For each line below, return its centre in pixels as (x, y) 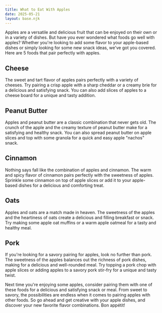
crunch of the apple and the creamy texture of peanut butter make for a (76, 127)
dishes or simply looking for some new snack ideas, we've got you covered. (81, 48)
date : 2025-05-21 (22, 14)
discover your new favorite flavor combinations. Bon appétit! (65, 305)
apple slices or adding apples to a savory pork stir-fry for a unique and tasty (81, 270)
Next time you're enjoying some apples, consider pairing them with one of (79, 285)
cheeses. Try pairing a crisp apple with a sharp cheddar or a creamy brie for (81, 85)
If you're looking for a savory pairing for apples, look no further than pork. (79, 255)
